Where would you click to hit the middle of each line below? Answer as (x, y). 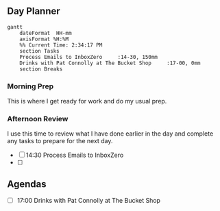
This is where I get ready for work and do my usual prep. (87, 101)
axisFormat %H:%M (44, 39)
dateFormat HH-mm (46, 33)
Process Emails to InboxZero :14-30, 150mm (88, 57)
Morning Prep (30, 86)
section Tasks (39, 51)
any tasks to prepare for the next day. (60, 141)
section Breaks (41, 69)
